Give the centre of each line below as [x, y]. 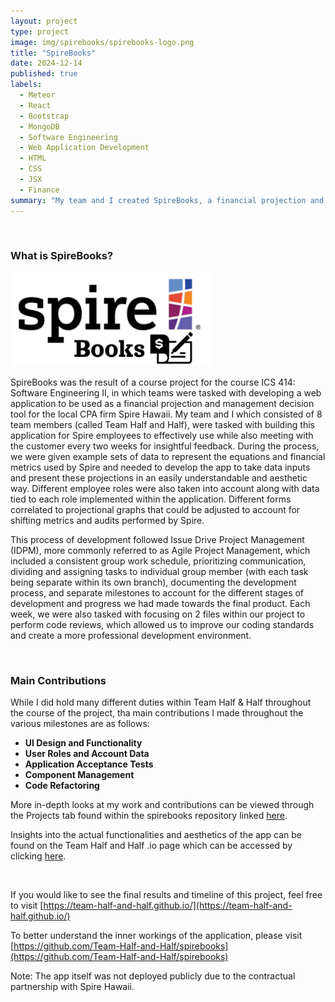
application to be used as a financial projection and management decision [162, 403]
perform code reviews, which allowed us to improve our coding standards [162, 624]
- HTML [33, 158]
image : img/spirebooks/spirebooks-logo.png [102, 42]
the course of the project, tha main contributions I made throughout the [157, 713]
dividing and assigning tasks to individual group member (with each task [159, 571]
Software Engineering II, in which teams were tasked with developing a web [166, 392]
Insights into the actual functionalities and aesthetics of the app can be [156, 835]
